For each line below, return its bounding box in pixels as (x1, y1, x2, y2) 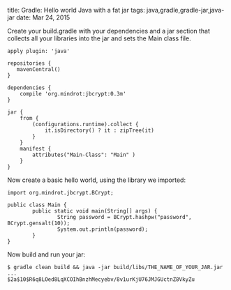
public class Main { (7, 201, 68, 208)
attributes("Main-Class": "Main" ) (32, 151, 136, 158)
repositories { (7, 60, 52, 67)
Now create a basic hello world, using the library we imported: (7, 176, 186, 184)
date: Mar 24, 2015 (16, 13, 70, 22)
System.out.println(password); (57, 226, 149, 233)
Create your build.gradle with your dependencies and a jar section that (7, 27, 211, 35)
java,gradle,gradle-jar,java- (146, 6, 225, 14)
